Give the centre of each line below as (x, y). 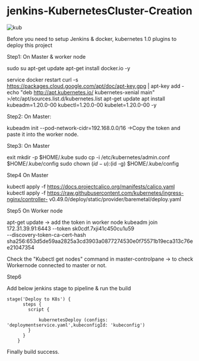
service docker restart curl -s (43, 80)
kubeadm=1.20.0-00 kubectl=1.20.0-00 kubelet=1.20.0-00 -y (82, 104)
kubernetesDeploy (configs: (73, 320)
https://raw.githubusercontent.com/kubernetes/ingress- (116, 193)
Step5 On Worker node (35, 210)
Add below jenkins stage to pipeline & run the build (69, 288)
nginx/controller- (27, 199)
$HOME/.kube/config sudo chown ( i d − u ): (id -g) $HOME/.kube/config (93, 163)
